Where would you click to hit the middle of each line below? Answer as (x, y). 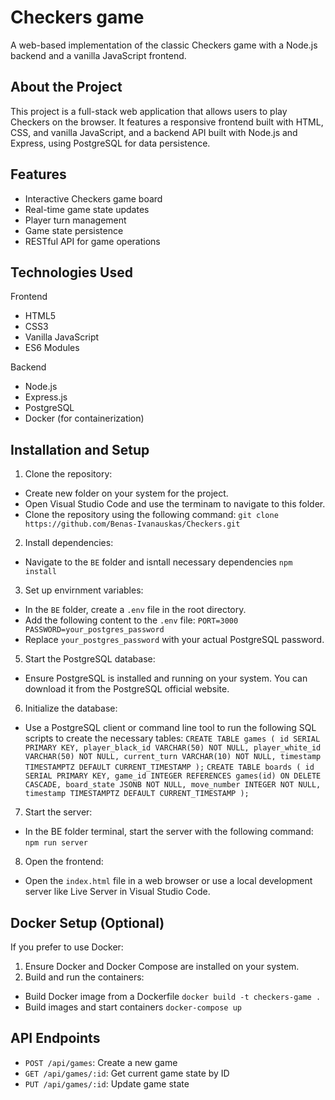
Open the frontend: (64, 862)
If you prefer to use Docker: (67, 947)
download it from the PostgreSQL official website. (127, 689)
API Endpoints (55, 1038)
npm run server (56, 843)
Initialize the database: (71, 708)
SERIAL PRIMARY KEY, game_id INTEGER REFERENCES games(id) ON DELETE (173, 776)
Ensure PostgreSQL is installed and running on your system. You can (166, 678)
